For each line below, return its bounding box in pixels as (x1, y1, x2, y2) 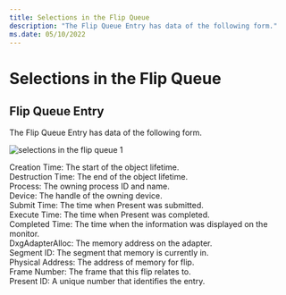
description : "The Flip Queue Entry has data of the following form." (9, 21, 278, 30)
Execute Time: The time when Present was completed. (9, 209, 210, 220)
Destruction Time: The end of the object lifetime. (9, 172, 189, 182)
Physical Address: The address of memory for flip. (9, 257, 195, 268)
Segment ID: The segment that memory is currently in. (9, 248, 209, 258)
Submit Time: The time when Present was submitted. (9, 200, 204, 211)
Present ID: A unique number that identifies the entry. (9, 276, 206, 287)
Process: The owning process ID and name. (9, 181, 170, 192)
